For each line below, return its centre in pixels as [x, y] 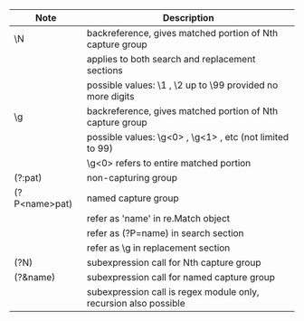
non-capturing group [132, 178]
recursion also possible [136, 303]
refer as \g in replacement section [158, 248]
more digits [110, 96]
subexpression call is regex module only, [173, 292]
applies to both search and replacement [171, 59]
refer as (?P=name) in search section [165, 233]
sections [105, 70]
